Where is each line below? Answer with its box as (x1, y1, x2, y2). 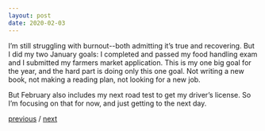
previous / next (8, 114, 58, 123)
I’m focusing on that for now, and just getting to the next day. (8, 98, 207, 108)
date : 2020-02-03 (8, 19, 66, 27)
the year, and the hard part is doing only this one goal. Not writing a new (8, 66, 244, 75)
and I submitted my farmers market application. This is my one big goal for (8, 57, 252, 67)
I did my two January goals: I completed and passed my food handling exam (8, 49, 258, 59)
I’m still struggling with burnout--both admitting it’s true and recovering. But (8, 40, 255, 50)
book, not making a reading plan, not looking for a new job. (8, 75, 201, 84)
